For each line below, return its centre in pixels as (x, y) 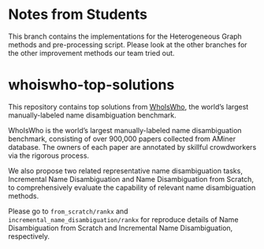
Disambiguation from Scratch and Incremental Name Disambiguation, (121, 228)
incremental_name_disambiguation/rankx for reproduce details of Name (123, 219)
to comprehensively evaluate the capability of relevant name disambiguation (132, 188)
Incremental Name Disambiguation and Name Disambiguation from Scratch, (131, 179)
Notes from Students (78, 15)
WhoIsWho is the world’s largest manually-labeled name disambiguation (125, 130)
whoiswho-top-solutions (91, 85)
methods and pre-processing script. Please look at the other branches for (128, 44)
